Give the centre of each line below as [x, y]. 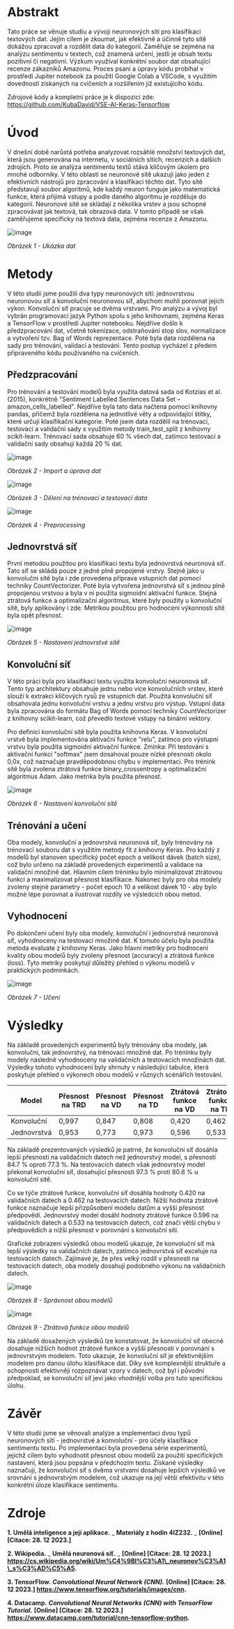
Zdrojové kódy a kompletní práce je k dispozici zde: [81, 97]
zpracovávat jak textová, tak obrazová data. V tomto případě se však [106, 211]
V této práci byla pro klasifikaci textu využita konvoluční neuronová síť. [109, 681]
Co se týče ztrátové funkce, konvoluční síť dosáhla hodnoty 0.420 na [106, 1192]
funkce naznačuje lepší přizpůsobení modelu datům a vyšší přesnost [106, 1207]
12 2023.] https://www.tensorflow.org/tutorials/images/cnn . [97, 1589]
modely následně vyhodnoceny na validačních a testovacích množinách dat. [117, 1060]
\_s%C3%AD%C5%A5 [41, 1568]
